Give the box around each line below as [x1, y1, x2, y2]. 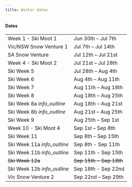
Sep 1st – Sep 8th [73, 124, 116, 131]
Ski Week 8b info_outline [7, 108, 66, 115]
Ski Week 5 [7, 67, 34, 74]
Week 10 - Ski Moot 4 [7, 124, 60, 131]
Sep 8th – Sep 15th [73, 132, 119, 139]
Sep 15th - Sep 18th [73, 157, 123, 164]
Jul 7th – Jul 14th [73, 43, 115, 50]
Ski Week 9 [7, 116, 34, 123]
